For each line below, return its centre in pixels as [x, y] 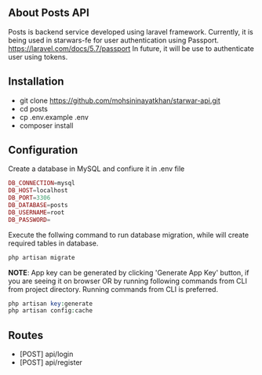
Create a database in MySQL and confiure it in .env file [96, 169]
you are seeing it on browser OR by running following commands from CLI [128, 281]
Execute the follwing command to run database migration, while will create [129, 235]
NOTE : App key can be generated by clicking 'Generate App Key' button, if [129, 272]
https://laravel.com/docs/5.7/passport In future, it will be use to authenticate [131, 48]
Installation [36, 82]
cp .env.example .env [54, 117]
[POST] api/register [51, 362]
